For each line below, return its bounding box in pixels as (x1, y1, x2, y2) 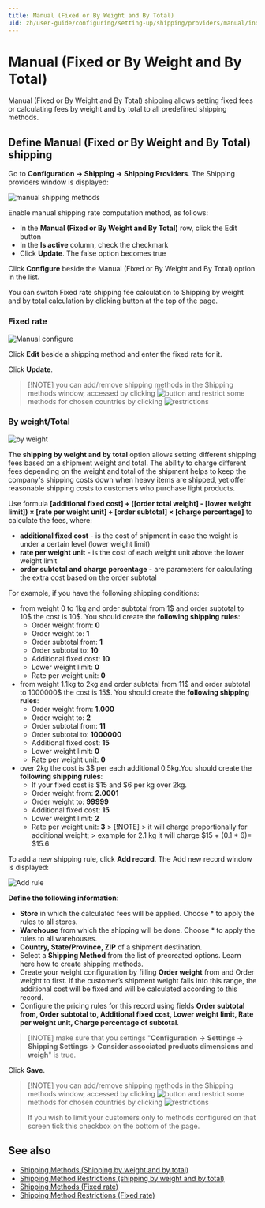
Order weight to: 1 (31, 628, 90, 638)
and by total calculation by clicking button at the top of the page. (8, 296, 218, 305)
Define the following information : (8, 893, 119, 903)
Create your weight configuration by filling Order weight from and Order (19, 967, 255, 977)
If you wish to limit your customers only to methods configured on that (27, 1112, 256, 1122)
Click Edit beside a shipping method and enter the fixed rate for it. (8, 349, 222, 358)
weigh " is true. (27, 1050, 77, 1059)
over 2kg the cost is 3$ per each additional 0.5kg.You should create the (19, 763, 252, 772)
